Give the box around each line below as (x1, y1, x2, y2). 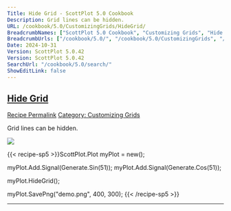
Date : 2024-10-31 (7, 42, 57, 49)
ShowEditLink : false (7, 67, 67, 74)
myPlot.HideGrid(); (7, 177, 60, 185)
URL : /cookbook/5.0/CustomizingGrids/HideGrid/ (7, 23, 146, 29)
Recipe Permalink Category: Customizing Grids (7, 111, 140, 119)
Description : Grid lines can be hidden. (7, 16, 125, 23)
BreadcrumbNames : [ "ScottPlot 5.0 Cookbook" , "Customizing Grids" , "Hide (7, 29, 223, 36)
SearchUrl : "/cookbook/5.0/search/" (7, 61, 112, 68)
